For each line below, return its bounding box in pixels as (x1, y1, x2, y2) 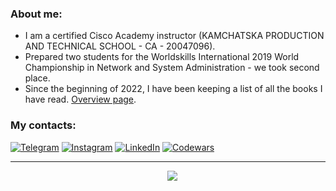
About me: (10, 7, 63, 21)
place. (24, 72, 51, 84)
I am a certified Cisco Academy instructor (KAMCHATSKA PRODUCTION (24, 30, 325, 42)
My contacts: (10, 118, 77, 132)
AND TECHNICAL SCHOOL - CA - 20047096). (24, 40, 216, 52)
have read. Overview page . (24, 93, 137, 106)
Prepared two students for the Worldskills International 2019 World (24, 51, 300, 63)
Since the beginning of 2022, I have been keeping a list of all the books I (24, 83, 323, 95)
